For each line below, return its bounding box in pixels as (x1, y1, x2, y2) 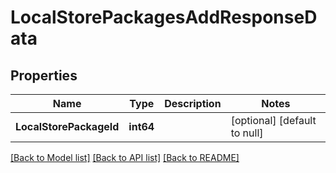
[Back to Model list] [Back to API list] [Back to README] (10, 152, 240, 163)
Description (164, 97, 222, 110)
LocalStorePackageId (15, 120, 120, 133)
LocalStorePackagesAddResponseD (10, 6, 318, 29)
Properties (10, 67, 78, 84)
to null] (230, 126, 264, 140)
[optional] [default (230, 114, 317, 127)
